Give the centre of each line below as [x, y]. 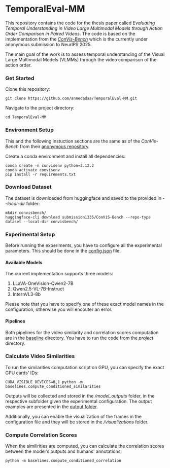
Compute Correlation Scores [41, 435]
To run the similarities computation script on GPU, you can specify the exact [85, 367]
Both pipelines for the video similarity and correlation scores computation [82, 332]
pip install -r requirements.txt [41, 174]
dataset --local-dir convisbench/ [42, 222]
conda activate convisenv [32, 170]
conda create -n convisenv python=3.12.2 [50, 165]
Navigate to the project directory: [40, 108]
